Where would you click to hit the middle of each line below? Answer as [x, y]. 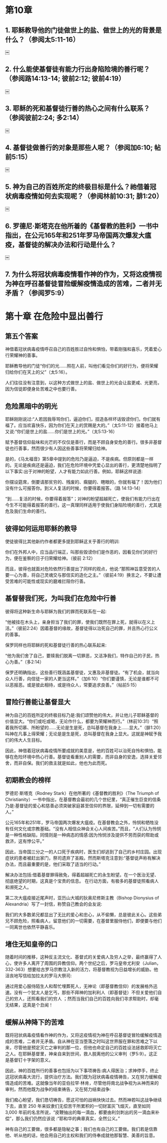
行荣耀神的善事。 [23, 355]
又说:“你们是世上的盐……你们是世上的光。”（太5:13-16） [61, 432]
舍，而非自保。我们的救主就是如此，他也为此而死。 [57, 763]
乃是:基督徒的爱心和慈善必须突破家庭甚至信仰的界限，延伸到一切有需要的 [80, 805]
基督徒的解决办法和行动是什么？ [67, 245]
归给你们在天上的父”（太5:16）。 [38, 372]
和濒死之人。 [18, 887]
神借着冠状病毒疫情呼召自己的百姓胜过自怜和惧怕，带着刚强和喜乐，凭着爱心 [83, 349]
